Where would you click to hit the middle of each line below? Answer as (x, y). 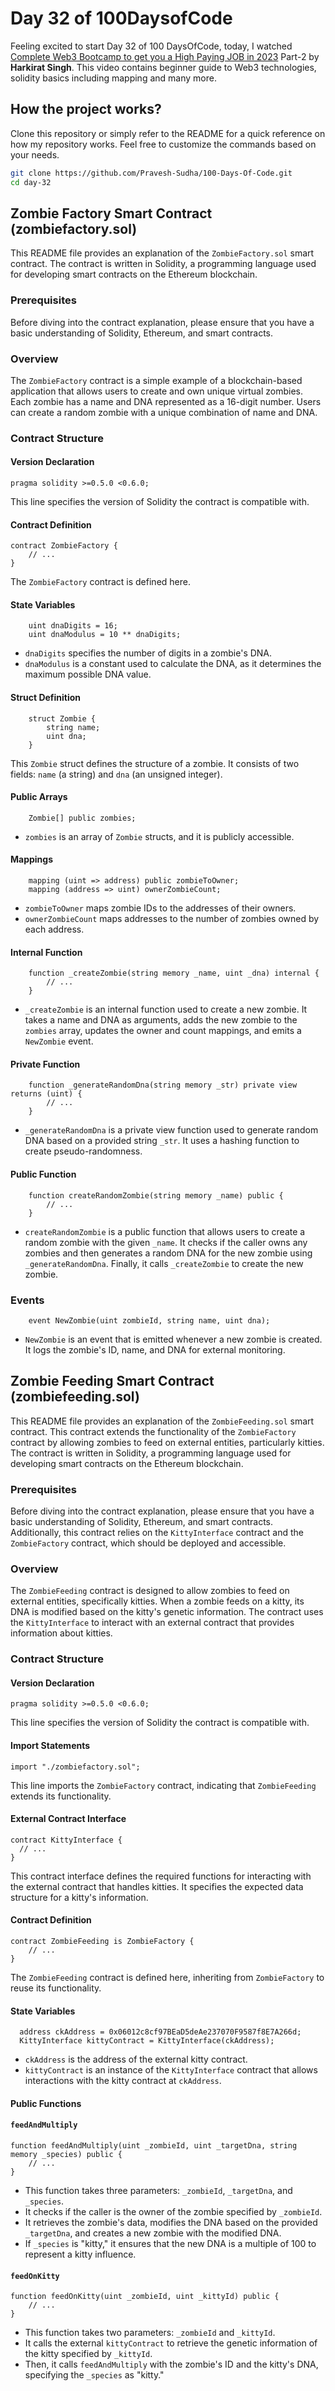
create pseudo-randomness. (83, 1151)
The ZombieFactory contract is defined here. (100, 582)
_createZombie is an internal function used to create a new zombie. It (166, 1009)
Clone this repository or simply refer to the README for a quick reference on (168, 133)
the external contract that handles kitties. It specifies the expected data (157, 1886)
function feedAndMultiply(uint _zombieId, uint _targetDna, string (154, 2146)
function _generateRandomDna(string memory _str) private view (163, 1085)
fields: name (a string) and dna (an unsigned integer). (116, 774)
